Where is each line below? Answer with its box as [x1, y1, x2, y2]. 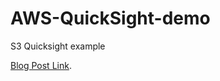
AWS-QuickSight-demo [10, 7, 211, 30]
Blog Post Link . [10, 59, 72, 71]
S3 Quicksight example [10, 40, 106, 52]
